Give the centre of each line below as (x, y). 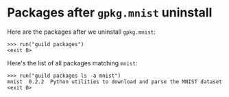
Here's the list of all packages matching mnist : (72, 63)
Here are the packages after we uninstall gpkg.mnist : (82, 32)
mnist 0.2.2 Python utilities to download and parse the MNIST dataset (115, 82)
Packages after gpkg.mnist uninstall (110, 13)
